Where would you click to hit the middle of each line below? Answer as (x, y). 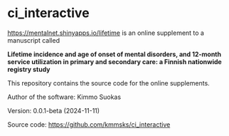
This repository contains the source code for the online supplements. (108, 83)
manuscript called (34, 40)
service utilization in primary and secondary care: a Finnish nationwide (114, 61)
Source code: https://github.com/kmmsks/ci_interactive (89, 124)
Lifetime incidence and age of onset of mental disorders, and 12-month (114, 54)
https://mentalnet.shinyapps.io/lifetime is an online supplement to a (106, 33)
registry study (29, 69)
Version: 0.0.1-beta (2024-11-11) (54, 110)
